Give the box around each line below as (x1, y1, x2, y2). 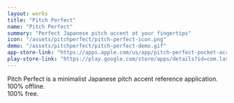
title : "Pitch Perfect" (7, 17, 77, 24)
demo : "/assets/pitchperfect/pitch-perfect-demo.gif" (7, 42, 167, 49)
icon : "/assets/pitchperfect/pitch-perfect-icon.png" (7, 36, 167, 43)
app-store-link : (7, 49, 54, 56)
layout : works (7, 10, 49, 17)
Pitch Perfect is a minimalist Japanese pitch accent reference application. (7, 74, 218, 83)
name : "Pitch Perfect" (7, 23, 73, 30)
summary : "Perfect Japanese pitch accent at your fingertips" (7, 29, 192, 37)
